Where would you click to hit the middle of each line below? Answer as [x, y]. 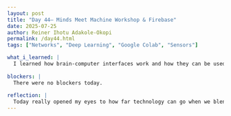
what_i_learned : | [33, 58]
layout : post [26, 13]
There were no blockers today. [58, 83]
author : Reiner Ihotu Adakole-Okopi [59, 32]
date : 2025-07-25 [32, 26]
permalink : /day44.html [41, 39]
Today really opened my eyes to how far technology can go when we [112, 102]
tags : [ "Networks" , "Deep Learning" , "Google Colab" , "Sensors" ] [103, 45]
